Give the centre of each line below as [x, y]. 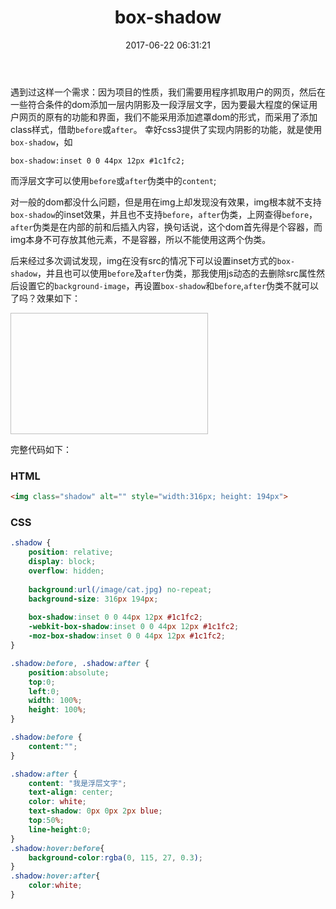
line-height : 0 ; [60, 829]
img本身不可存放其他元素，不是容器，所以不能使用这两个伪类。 [141, 239]
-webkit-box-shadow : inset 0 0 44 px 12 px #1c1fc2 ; [134, 627]
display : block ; [62, 562]
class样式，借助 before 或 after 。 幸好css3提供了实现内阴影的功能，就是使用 [166, 129]
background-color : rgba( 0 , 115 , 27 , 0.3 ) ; [115, 857]
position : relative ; [71, 552]
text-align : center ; [71, 792]
